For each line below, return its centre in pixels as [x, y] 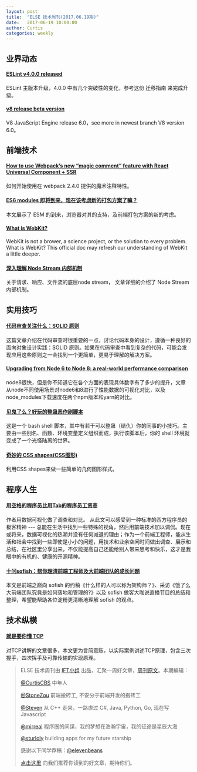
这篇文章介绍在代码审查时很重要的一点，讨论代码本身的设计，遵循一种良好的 [98, 340]
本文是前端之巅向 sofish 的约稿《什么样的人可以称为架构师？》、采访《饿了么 [98, 585]
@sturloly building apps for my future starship [76, 738]
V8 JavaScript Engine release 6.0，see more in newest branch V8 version [95, 122]
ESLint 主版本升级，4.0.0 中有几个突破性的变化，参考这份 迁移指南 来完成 [95, 88]
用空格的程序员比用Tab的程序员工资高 [52, 505]
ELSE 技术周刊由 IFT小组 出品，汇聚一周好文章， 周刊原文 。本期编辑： [105, 670]
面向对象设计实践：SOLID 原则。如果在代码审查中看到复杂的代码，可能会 [94, 347]
